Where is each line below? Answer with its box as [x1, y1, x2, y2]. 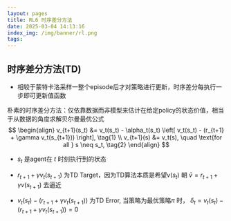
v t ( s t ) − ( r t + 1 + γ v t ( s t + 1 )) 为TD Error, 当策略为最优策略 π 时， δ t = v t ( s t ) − [17, 196, 223, 206]
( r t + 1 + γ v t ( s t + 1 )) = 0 [17, 205, 79, 215]
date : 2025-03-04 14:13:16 [7, 23, 85, 30]
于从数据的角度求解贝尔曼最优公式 [7, 115, 104, 123]
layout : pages [7, 10, 48, 17]
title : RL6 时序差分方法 [7, 17, 73, 23]
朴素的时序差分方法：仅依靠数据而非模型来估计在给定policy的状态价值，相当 [7, 106, 225, 114]
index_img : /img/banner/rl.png [7, 29, 98, 37]
